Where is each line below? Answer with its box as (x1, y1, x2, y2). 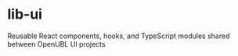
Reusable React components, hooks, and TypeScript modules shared (7, 31, 230, 40)
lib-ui (7, 5, 42, 23)
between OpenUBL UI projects (7, 39, 106, 48)
